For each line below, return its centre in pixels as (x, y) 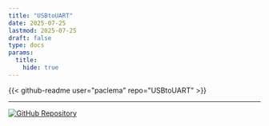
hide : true (41, 68)
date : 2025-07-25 (37, 23)
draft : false (30, 38)
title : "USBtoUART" (41, 16)
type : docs (26, 45)
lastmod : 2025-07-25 (43, 30)
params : (21, 53)
